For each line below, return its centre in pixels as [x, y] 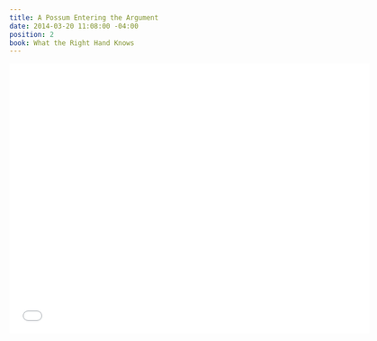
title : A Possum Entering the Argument [84, 18]
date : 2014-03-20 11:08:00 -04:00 [74, 26]
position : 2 [31, 34]
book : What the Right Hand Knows [72, 43]
